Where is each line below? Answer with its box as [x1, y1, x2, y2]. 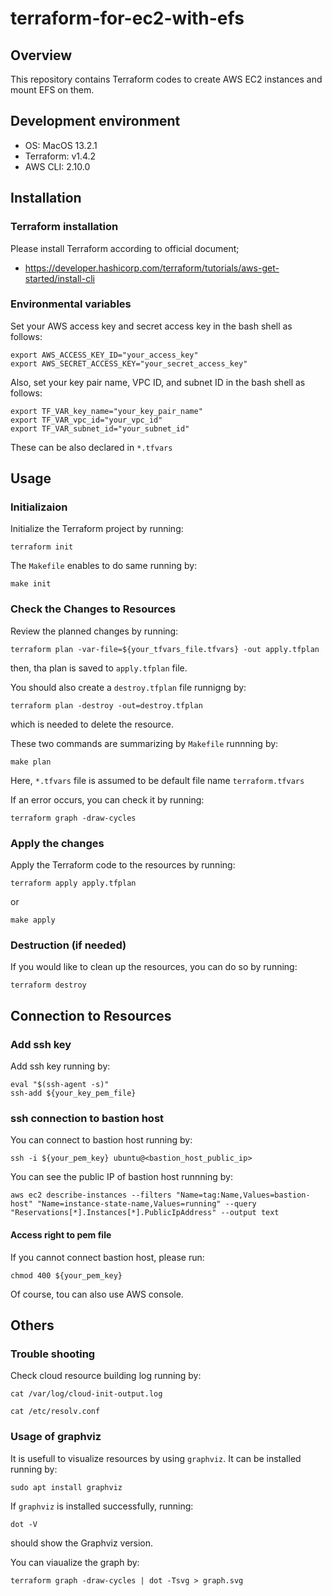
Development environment [10, 113, 181, 130]
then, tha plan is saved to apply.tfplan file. [10, 662, 188, 674]
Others [10, 1317, 55, 1334]
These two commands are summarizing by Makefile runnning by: [10, 737, 279, 749]
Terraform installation [10, 220, 119, 234]
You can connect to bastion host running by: [10, 1134, 193, 1146]
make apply [10, 915, 56, 926]
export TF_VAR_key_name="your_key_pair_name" [10, 406, 203, 416]
